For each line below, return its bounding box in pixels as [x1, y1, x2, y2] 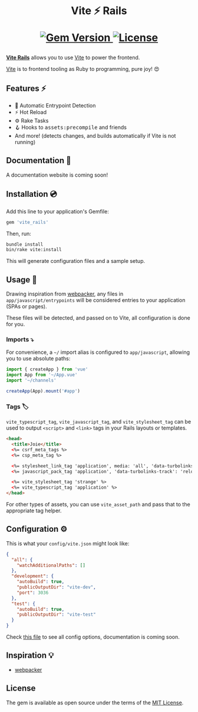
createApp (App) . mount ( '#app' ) [6, 388, 81, 394]
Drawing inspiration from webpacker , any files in [6, 290, 124, 298]
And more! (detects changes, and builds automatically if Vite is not [14, 132, 176, 139]
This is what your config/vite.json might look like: [6, 539, 130, 547]
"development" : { [11, 573, 54, 579]
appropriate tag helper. [6, 507, 62, 514]
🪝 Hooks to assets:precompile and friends [14, 124, 127, 131]
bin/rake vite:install [6, 247, 62, 253]
